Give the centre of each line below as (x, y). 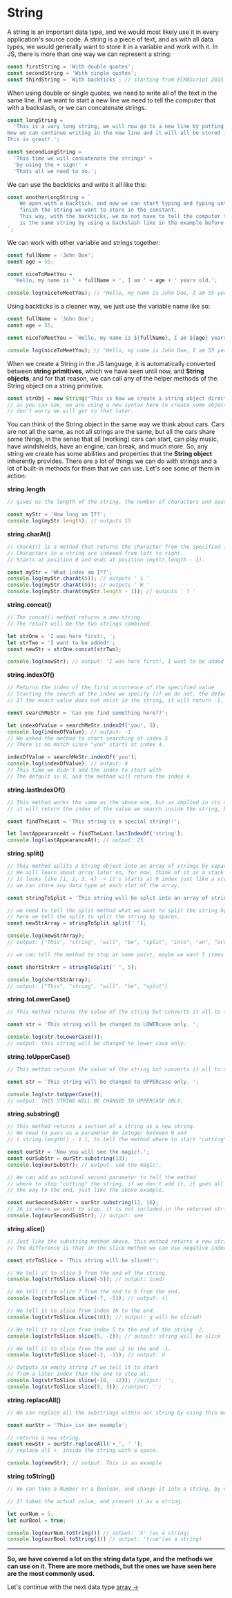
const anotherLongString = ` (49, 197)
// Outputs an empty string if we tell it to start (83, 1368)
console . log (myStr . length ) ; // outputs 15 (69, 521)
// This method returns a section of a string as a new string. (101, 1127)
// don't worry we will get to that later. (71, 411)
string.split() (26, 853)
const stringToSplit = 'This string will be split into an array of (108, 898)
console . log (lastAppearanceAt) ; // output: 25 (75, 840)
